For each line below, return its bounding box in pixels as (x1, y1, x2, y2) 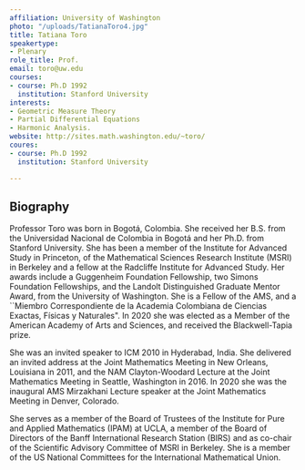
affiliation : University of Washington (9, 13, 161, 23)
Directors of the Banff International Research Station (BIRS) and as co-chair (9, 433, 293, 444)
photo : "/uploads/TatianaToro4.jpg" (9, 22, 148, 31)
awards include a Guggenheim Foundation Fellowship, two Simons (9, 271, 259, 282)
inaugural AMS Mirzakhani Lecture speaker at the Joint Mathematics (9, 386, 267, 397)
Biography (9, 199, 70, 214)
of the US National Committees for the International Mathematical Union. (9, 452, 281, 463)
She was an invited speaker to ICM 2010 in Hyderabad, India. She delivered (9, 347, 291, 358)
